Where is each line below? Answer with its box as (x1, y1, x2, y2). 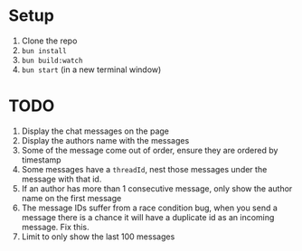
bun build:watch (21, 56, 83, 65)
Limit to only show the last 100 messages (21, 231, 175, 242)
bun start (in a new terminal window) (21, 64, 162, 75)
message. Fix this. (21, 221, 90, 232)
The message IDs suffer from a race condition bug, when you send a (21, 202, 278, 213)
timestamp (21, 154, 61, 165)
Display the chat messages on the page (21, 125, 169, 136)
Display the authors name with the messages (21, 135, 190, 145)
